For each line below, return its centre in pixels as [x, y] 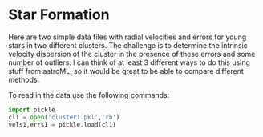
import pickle [32, 110]
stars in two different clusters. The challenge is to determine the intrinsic [128, 45]
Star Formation [59, 15]
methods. [24, 79]
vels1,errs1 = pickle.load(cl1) [62, 125]
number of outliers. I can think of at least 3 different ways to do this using [129, 62]
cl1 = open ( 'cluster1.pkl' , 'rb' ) [64, 117]
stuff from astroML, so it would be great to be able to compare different [126, 71]
